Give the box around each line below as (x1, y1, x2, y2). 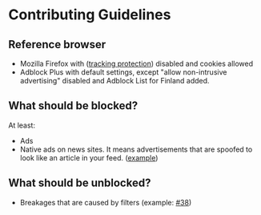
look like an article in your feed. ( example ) (19, 152, 159, 162)
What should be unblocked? (8, 176, 151, 190)
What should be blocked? (8, 99, 139, 113)
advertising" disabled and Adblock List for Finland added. (19, 76, 210, 85)
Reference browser (8, 38, 106, 51)
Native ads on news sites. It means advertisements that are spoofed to (19, 144, 253, 154)
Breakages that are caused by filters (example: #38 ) (19, 197, 192, 207)
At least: (8, 120, 36, 130)
